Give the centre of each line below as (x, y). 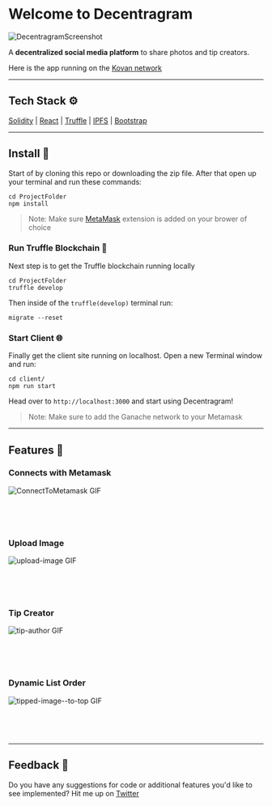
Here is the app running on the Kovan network (85, 68)
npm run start (32, 386)
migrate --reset (36, 318)
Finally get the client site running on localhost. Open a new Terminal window (136, 356)
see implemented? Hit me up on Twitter (74, 793)
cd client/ (27, 379)
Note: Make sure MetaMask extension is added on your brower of (138, 219)
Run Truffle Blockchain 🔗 (58, 248)
